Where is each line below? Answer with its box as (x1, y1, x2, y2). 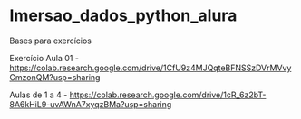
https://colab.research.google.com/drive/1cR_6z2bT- (69, 89, 267, 100)
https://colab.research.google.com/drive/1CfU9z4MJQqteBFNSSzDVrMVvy (9, 62, 292, 73)
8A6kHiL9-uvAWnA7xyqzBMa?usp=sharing (9, 98, 172, 109)
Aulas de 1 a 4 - (9, 89, 68, 100)
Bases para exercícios (9, 35, 92, 46)
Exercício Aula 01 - (9, 52, 80, 63)
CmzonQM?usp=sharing (9, 71, 101, 82)
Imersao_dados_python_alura (9, 5, 238, 26)
